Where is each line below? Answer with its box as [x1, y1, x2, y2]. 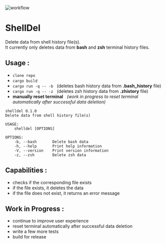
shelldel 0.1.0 [5, 108, 37, 113]
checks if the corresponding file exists [12, 179, 92, 185]
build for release [12, 234, 47, 240]
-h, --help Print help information [14, 144, 102, 149]
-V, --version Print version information [14, 148, 109, 153]
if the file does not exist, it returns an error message [12, 190, 120, 196]
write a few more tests [12, 228, 59, 234]
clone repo [12, 73, 36, 78]
